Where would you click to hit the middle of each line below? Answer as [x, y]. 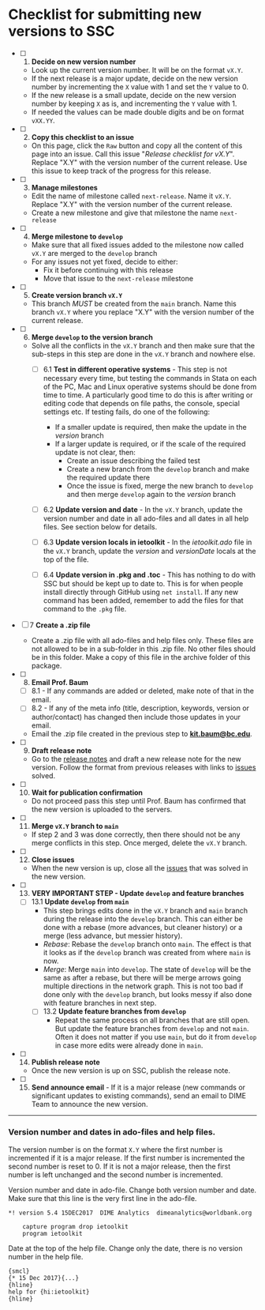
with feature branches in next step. [100, 1003]
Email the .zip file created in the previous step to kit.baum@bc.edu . [142, 734]
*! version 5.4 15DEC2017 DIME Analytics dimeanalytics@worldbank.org [130, 1213]
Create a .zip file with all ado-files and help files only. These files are [142, 641]
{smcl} [19, 1271]
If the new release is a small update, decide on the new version [134, 95]
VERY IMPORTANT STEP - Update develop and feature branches [138, 894]
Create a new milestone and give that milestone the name [125, 213]
